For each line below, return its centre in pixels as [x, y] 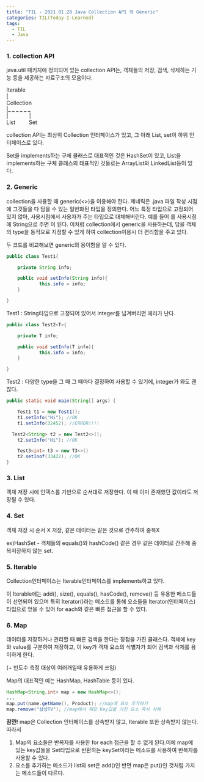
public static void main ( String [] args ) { [61, 401]
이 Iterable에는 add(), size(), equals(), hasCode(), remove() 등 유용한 [91, 594]
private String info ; [45, 267]
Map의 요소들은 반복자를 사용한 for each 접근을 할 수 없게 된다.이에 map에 [104, 742]
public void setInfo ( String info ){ [63, 279]
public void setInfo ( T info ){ [56, 347]
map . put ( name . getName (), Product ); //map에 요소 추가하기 [77, 704]
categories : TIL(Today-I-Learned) [50, 18]
